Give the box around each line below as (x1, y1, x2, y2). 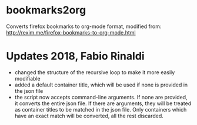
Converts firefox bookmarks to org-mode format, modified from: (6, 23, 162, 30)
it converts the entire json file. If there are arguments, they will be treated (14, 100, 192, 107)
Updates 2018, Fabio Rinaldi (6, 50, 145, 63)
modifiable (14, 75, 41, 82)
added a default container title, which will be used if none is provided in (14, 81, 188, 88)
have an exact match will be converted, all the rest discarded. (14, 112, 163, 119)
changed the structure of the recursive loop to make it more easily (14, 68, 175, 76)
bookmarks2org (6, 4, 86, 17)
